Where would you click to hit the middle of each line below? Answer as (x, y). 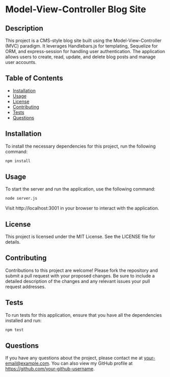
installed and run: (23, 320)
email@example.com (27, 363)
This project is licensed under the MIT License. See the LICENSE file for (80, 237)
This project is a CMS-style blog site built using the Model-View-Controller (83, 40)
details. (13, 242)
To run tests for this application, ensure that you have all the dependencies (83, 315)
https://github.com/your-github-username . (50, 369)
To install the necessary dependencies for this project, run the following (81, 146)
